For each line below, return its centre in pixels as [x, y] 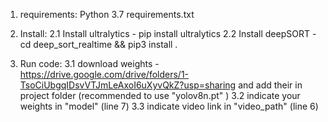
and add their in [270, 85]
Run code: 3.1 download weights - [89, 63]
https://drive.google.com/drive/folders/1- [104, 74]
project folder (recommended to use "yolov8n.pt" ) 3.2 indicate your [160, 95]
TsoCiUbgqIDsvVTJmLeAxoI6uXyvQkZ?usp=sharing [128, 85]
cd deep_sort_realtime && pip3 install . [98, 44]
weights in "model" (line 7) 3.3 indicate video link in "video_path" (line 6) [169, 106]
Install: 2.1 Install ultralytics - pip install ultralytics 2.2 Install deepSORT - [168, 33]
